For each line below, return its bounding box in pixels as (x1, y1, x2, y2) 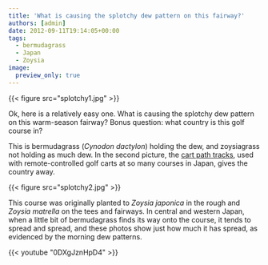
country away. (8, 167, 56, 176)
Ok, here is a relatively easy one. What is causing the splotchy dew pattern (8, 109, 254, 118)
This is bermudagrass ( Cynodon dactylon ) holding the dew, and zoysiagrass (8, 141, 260, 151)
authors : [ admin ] (8, 19, 66, 27)
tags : (8, 34, 26, 42)
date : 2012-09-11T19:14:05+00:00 (8, 26, 120, 34)
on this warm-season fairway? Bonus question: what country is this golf (8, 117, 246, 126)
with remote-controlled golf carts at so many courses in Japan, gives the (8, 158, 248, 168)
